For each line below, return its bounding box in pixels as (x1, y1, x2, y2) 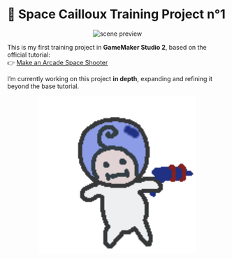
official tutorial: (7, 50, 50, 59)
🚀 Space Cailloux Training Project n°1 (7, 6, 226, 22)
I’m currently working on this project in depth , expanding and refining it (7, 74, 213, 83)
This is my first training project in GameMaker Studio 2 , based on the (7, 43, 208, 51)
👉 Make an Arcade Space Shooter (7, 58, 108, 66)
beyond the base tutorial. (7, 82, 80, 90)
